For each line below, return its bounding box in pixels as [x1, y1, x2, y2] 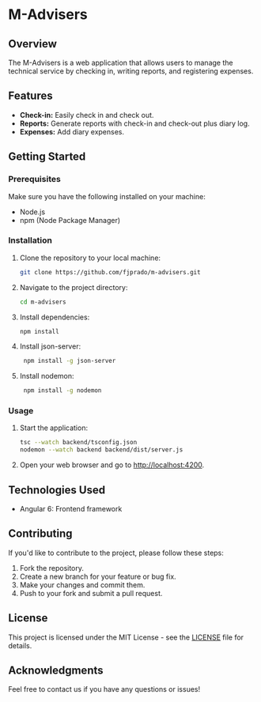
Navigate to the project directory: [19, 282, 128, 292]
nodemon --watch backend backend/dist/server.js [19, 446, 183, 454]
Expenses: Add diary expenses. [19, 126, 125, 136]
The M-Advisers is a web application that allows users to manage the [8, 58, 233, 67]
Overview [8, 37, 58, 51]
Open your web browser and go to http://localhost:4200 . [19, 460, 205, 470]
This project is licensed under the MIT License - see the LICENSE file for [8, 632, 244, 642]
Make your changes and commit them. [19, 579, 146, 590]
